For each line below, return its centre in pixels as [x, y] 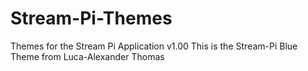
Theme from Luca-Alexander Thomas [87, 56]
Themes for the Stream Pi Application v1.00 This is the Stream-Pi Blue [154, 46]
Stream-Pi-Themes [91, 18]
